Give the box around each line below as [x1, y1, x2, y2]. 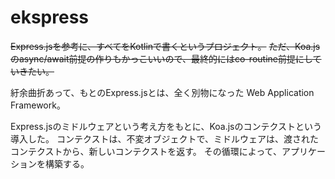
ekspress [10, 6, 90, 29]
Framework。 [10, 99, 66, 111]
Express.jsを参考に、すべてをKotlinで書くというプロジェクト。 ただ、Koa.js [10, 40, 321, 52]
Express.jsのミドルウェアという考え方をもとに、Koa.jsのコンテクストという [10, 120, 323, 132]
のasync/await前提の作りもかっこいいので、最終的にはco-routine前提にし [10, 52, 313, 65]
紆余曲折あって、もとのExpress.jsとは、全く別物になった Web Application [10, 86, 315, 98]
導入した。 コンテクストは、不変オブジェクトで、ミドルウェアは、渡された [10, 132, 319, 145]
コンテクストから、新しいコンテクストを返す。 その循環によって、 [10, 145, 282, 157]
